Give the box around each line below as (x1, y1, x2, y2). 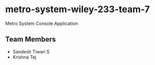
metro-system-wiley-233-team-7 (5, 4, 150, 15)
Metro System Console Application (5, 20, 78, 26)
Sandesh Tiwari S (12, 48, 50, 54)
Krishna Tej (12, 54, 37, 60)
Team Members (5, 35, 56, 44)
